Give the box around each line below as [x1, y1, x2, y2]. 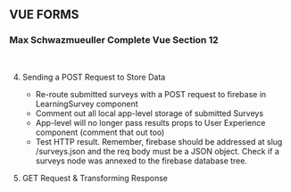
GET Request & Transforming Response [21, 172, 168, 183]
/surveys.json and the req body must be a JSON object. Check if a [35, 146, 279, 156]
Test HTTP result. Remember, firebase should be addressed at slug [35, 136, 283, 146]
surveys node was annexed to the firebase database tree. [35, 155, 248, 166]
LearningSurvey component [35, 98, 138, 109]
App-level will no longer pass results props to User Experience [35, 117, 266, 128]
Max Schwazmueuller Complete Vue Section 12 [9, 34, 219, 46]
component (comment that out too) [35, 127, 165, 138]
